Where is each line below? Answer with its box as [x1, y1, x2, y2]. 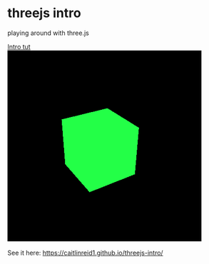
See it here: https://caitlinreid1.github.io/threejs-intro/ [7, 248, 163, 257]
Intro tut [7, 42, 31, 51]
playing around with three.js [7, 29, 89, 37]
